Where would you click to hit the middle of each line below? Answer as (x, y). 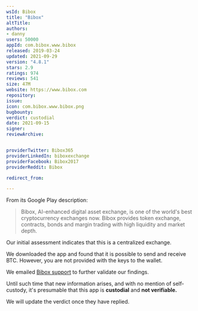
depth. (29, 231)
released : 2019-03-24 (33, 51)
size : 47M (19, 84)
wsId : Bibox (21, 12)
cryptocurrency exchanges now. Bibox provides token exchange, (101, 218)
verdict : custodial (31, 117)
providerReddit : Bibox (34, 167)
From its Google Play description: (47, 200)
